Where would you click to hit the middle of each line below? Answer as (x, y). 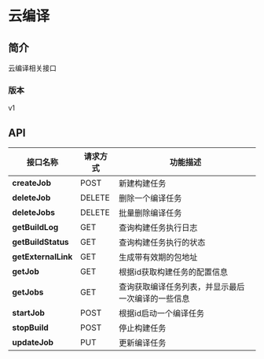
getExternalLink (42, 257)
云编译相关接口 (32, 68)
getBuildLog (35, 228)
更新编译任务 (143, 343)
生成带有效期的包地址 (158, 257)
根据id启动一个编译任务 (162, 313)
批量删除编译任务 (150, 213)
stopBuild (30, 328)
